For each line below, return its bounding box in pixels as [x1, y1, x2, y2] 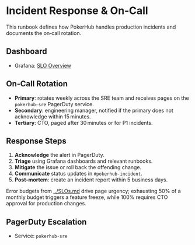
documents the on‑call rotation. [6, 29, 82, 36]
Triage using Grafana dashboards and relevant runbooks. [14, 157, 153, 164]
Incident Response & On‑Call [6, 4, 148, 17]
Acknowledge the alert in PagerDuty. [14, 152, 105, 159]
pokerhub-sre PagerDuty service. [14, 100, 95, 107]
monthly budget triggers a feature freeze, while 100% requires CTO [6, 194, 168, 201]
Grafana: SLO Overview [14, 62, 72, 69]
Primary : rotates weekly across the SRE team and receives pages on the [14, 94, 189, 101]
